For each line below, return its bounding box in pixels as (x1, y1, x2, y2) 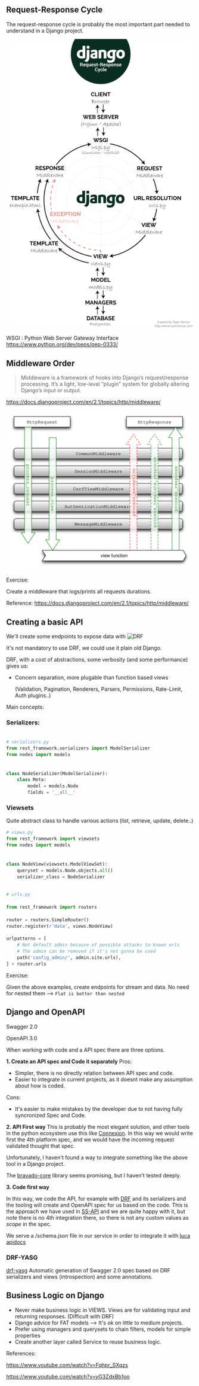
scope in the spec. (6, 1220, 52, 1227)
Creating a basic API (6, 617, 83, 627)
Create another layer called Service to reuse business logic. (14, 1338, 162, 1345)
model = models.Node (27, 783, 79, 789)
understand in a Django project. (6, 27, 84, 34)
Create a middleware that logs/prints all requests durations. (6, 588, 152, 595)
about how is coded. (14, 1082, 66, 1089)
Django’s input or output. (20, 387, 82, 394)
